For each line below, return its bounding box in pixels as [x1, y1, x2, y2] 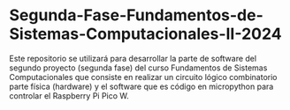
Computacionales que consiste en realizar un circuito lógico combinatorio [9, 71, 278, 82]
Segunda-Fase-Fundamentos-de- [9, 5, 263, 26]
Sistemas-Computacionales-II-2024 [9, 24, 282, 44]
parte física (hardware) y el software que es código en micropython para [9, 81, 274, 92]
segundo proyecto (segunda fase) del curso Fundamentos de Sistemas [9, 62, 268, 73]
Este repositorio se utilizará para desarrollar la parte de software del [9, 53, 257, 63]
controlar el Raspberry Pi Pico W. [9, 90, 130, 101]
